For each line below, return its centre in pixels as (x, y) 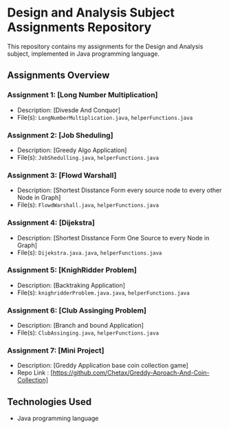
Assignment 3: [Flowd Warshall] (62, 175)
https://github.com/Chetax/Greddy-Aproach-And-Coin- (131, 373)
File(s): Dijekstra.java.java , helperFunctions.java (89, 252)
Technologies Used (49, 402)
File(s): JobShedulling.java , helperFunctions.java (88, 157)
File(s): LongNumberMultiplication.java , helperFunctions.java (105, 117)
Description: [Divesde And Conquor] (68, 110)
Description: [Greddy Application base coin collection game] (103, 366)
